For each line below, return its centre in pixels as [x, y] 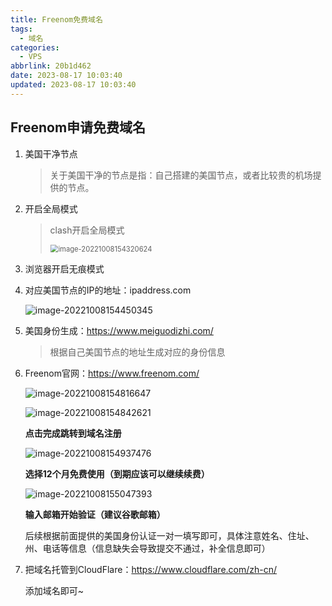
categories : [35, 47]
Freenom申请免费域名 [78, 127]
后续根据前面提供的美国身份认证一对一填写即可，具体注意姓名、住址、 [169, 535]
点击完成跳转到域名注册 [73, 433]
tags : [21, 29]
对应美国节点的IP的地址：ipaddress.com [108, 290]
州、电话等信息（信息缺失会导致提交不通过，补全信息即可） [147, 548]
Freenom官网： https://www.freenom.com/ [112, 373]
